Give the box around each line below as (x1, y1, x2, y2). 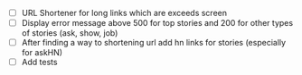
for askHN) (21, 47, 63, 58)
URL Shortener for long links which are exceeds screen (21, 8, 228, 18)
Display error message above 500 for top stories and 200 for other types (21, 18, 294, 29)
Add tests (21, 57, 58, 68)
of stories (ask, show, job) (21, 28, 118, 38)
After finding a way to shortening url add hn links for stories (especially (21, 37, 287, 48)
